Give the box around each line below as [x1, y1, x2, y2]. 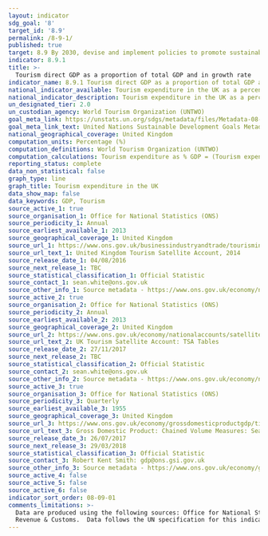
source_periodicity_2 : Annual [8, 308, 109, 316]
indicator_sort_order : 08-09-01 [8, 494, 116, 502]
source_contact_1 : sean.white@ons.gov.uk [8, 278, 148, 287]
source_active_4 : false [8, 471, 88, 479]
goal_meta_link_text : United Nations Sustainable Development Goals [8, 123, 241, 131]
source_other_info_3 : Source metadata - [8, 464, 145, 472]
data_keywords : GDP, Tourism [8, 197, 105, 205]
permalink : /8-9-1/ [8, 33, 73, 42]
